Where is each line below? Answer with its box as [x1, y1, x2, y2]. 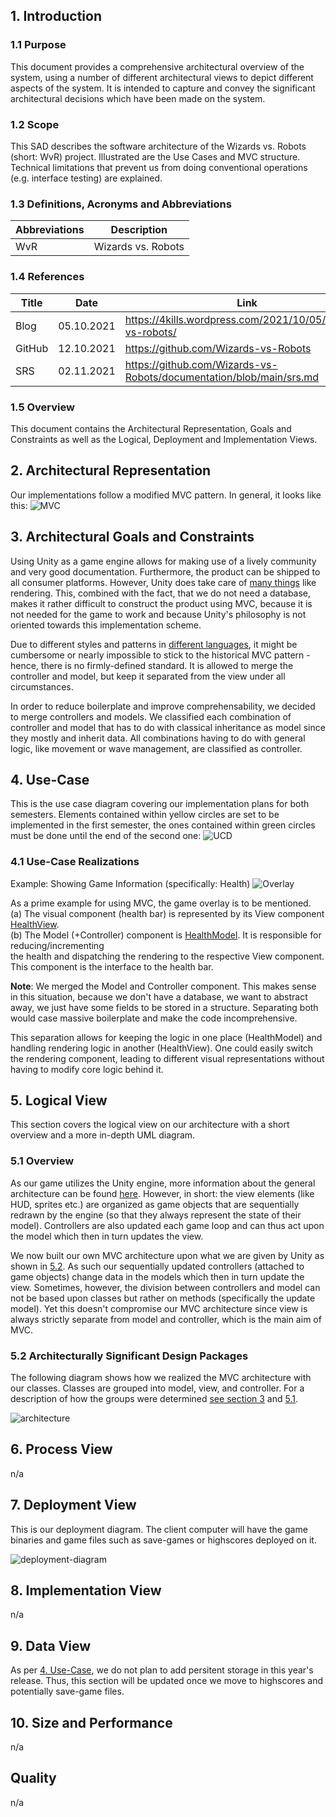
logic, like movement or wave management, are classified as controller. [10, 742, 303, 754]
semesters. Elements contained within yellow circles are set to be [10, 809, 280, 821]
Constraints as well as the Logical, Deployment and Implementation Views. [10, 433, 318, 445]
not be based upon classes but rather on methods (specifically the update [10, 1292, 316, 1304]
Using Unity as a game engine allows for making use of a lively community [10, 555, 317, 567]
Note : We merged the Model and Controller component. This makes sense [10, 980, 317, 992]
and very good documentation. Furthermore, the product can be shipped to [10, 565, 321, 578]
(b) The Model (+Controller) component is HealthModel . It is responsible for [10, 929, 322, 941]
